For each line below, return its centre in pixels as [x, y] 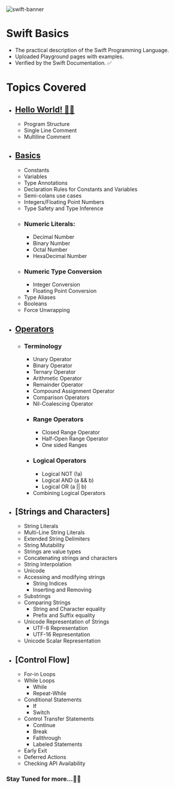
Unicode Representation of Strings [67, 622]
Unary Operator [52, 359]
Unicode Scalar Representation [62, 641]
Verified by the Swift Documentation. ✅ [63, 62]
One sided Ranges [64, 445]
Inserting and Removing [62, 590]
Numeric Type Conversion [63, 271]
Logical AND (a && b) [68, 480]
